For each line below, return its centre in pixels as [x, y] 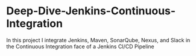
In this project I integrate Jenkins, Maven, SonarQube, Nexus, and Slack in [98, 40]
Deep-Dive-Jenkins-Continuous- [91, 11]
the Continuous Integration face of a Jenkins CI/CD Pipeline [81, 46]
